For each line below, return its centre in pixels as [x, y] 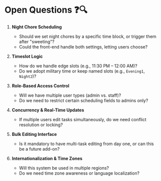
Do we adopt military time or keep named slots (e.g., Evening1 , [82, 71]
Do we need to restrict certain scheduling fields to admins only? [83, 100]
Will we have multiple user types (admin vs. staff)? [70, 95]
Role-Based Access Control [40, 86]
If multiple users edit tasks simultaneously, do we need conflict [83, 119]
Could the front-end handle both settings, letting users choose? [83, 47]
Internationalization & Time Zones [47, 158]
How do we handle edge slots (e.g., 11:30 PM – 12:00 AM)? [78, 66]
